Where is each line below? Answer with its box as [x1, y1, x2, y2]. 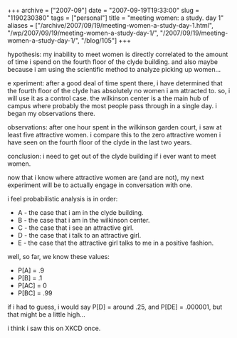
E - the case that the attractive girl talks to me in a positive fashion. [17, 238, 214, 247]
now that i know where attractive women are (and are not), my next [7, 174, 204, 181]
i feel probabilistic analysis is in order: [7, 195, 118, 203]
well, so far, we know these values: [7, 253, 110, 260]
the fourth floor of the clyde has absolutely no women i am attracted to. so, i [7, 87, 231, 95]
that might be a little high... [7, 310, 85, 319]
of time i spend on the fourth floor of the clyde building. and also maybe [7, 58, 218, 66]
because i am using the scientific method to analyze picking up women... [7, 65, 221, 73]
